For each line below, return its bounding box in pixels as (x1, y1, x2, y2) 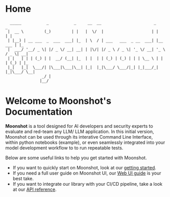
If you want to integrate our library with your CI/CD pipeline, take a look (12, 181, 162, 187)
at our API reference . (12, 186, 57, 192)
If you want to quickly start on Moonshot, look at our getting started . (12, 164, 157, 170)
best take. (12, 175, 34, 182)
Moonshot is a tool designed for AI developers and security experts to (5, 123, 153, 129)
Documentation (5, 106, 73, 118)
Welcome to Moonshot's (5, 95, 111, 107)
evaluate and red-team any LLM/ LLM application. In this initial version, (5, 128, 154, 135)
